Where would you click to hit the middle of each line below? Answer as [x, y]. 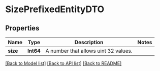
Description [89, 42]
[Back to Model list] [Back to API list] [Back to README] [63, 63]
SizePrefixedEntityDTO [55, 9]
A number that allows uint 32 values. [89, 51]
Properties [22, 28]
